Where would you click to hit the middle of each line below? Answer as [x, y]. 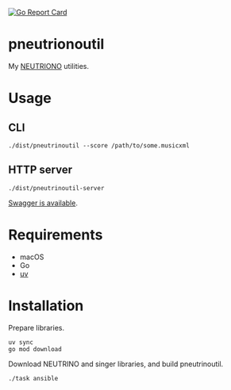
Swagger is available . [43, 203]
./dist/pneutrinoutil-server [56, 188]
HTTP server [40, 170]
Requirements [56, 235]
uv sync [21, 342]
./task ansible [33, 378]
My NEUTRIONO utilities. [49, 66]
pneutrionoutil [56, 44]
